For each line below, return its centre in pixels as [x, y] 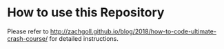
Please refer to [28, 31]
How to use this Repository [86, 13]
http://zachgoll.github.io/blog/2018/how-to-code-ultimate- [134, 31]
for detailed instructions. [84, 38]
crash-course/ [28, 38]
